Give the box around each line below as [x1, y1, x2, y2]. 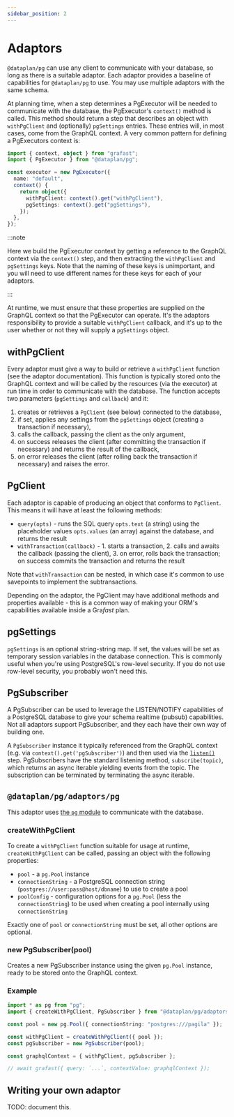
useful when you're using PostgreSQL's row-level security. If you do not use [7, 659, 226, 667]
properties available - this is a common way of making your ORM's [7, 598, 198, 607]
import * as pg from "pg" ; [7, 1002, 86, 1009]
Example [7, 986, 38, 996]
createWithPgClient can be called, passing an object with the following [7, 849, 211, 857]
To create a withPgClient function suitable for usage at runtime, [7, 841, 190, 850]
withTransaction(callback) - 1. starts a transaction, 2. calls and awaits [17, 542, 220, 550]
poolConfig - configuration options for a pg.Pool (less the [17, 892, 182, 901]
